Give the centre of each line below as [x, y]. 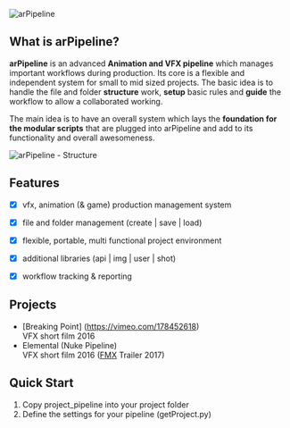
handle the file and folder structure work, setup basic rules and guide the [145, 92]
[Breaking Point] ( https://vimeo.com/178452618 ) [111, 326]
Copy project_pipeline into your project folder [105, 404]
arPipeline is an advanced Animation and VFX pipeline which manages [141, 63]
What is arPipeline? [64, 42]
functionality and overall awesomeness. [82, 138]
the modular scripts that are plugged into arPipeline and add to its [131, 128]
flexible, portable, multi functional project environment [122, 240]
